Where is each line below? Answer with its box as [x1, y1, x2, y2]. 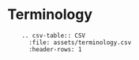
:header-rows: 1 [28, 45, 82, 53]
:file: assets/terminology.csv [28, 38, 132, 47]
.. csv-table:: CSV [21, 32, 86, 39]
